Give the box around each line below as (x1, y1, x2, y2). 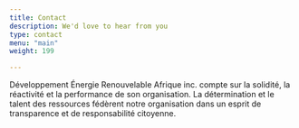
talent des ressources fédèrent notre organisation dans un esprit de (9, 98, 262, 109)
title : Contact (9, 13, 67, 23)
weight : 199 (9, 47, 54, 56)
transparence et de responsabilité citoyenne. (9, 108, 177, 119)
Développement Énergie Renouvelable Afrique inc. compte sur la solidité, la (9, 79, 291, 90)
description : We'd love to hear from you (9, 22, 169, 31)
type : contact (9, 30, 63, 39)
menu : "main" (9, 38, 59, 48)
